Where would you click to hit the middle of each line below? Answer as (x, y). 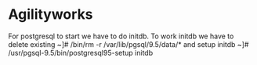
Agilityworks (51, 14)
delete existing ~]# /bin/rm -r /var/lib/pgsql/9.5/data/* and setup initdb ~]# (128, 44)
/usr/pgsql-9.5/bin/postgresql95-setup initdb (81, 52)
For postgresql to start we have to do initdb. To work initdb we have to (121, 36)
